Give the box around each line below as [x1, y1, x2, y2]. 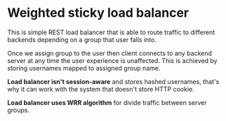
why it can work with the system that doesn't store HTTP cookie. [7, 85, 194, 93]
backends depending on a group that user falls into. [7, 35, 157, 43]
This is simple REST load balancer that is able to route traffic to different [7, 28, 215, 36]
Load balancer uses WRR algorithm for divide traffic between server [7, 98, 207, 106]
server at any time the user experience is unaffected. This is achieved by [7, 56, 218, 64]
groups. [7, 106, 30, 114]
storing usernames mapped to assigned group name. [7, 64, 161, 72]
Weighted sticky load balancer [7, 5, 190, 21]
